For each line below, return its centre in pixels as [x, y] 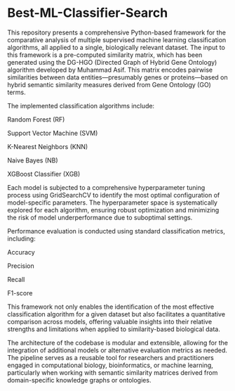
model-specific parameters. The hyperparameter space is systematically [112, 203]
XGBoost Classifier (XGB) [44, 174]
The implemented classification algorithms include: [81, 105]
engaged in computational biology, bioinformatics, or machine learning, [110, 365]
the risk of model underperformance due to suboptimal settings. [100, 217]
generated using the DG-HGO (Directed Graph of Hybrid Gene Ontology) [112, 62]
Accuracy [21, 252]
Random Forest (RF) [36, 119]
